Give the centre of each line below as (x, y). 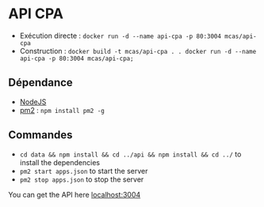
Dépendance (40, 83)
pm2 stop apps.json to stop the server (82, 179)
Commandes (40, 135)
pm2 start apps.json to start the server (84, 171)
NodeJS (33, 102)
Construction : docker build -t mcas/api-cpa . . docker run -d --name (138, 51)
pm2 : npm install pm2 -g (62, 110)
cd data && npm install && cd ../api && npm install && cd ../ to (130, 154)
